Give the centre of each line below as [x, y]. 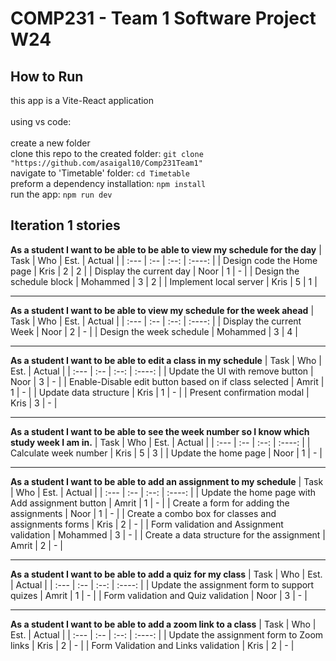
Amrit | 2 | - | [36, 545]
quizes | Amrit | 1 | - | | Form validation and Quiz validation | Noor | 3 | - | [159, 595]
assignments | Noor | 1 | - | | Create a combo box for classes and [143, 513]
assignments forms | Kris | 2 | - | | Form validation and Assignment [147, 524]
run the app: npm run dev [61, 194]
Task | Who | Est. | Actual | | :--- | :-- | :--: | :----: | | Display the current [156, 321]
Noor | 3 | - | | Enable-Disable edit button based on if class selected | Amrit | [167, 381]
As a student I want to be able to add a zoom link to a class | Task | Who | [163, 624]
